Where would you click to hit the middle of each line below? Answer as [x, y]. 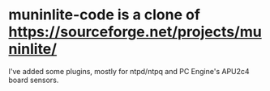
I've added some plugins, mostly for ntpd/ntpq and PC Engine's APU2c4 [129, 71]
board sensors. [34, 80]
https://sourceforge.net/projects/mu [135, 32]
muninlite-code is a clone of [105, 15]
